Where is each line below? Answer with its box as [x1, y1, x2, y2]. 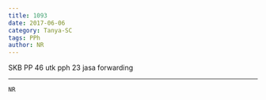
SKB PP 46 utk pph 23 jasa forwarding [8, 63, 134, 72]
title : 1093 [8, 11, 47, 20]
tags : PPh [8, 33, 41, 42]
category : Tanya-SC [8, 26, 73, 34]
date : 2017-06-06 [8, 19, 66, 27]
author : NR [8, 41, 44, 49]
